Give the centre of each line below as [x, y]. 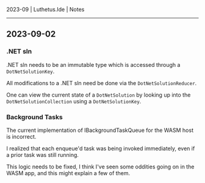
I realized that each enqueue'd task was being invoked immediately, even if [101, 148]
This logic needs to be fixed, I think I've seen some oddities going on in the [100, 167]
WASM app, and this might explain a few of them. [68, 173]
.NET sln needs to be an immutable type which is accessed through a [93, 64]
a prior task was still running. [43, 154]
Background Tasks [34, 117]
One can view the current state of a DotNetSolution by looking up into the [99, 95]
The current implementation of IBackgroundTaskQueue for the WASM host [100, 130]
